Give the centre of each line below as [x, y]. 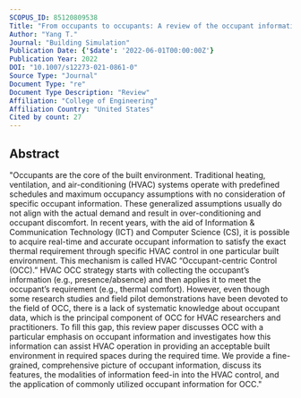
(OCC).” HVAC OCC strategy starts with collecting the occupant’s [129, 270]
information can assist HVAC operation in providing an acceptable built [140, 346]
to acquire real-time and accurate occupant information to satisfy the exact [148, 241]
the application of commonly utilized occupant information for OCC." [136, 384]
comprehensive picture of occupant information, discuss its [151, 365]
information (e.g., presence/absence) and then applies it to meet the [135, 279]
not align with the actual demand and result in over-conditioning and [135, 213]
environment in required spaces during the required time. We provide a [140, 355]
